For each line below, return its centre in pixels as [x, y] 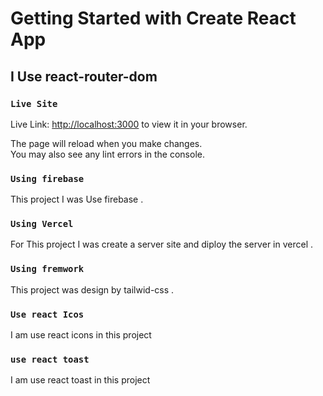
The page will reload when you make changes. [106, 143]
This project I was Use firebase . [77, 199]
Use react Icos [47, 314]
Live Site [34, 103]
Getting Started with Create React [153, 18]
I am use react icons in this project [81, 335]
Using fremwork [47, 269]
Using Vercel [42, 224]
